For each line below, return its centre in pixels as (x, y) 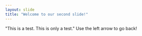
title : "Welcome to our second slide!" (47, 14)
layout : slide (20, 10)
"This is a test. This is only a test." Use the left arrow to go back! (71, 28)
